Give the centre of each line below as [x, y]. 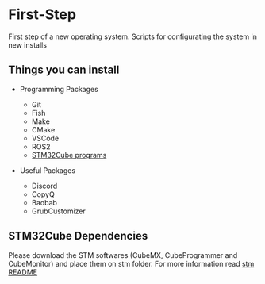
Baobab [44, 202]
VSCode [45, 138]
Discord [44, 186]
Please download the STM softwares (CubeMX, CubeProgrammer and [123, 255]
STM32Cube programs [69, 155]
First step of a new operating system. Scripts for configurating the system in [133, 36]
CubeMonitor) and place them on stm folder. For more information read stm [131, 263]
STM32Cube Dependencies [78, 236]
